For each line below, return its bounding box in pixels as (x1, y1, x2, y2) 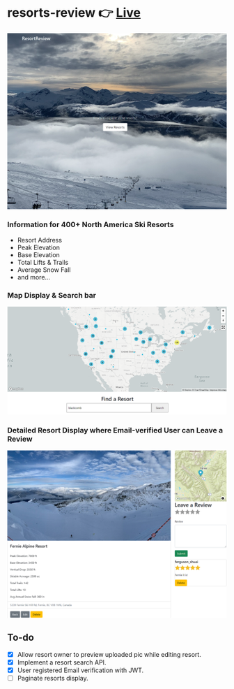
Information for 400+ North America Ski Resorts (7, 220, 174, 230)
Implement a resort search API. (17, 658, 107, 667)
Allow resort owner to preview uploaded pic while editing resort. (17, 650, 202, 658)
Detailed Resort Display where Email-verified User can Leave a (7, 425, 224, 435)
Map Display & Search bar (7, 290, 96, 300)
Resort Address (17, 235, 63, 244)
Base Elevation (17, 250, 61, 259)
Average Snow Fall (17, 266, 71, 274)
